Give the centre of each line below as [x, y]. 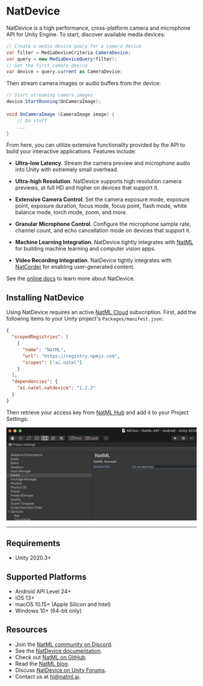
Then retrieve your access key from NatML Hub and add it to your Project [98, 412]
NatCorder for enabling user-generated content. [75, 267]
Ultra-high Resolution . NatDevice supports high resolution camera [98, 181]
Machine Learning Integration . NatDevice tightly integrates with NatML [104, 242]
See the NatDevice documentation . [59, 651]
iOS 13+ [25, 598]
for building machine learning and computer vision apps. [85, 249]
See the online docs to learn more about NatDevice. [71, 279]
